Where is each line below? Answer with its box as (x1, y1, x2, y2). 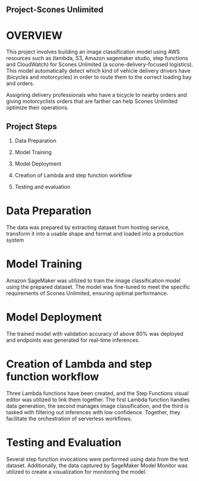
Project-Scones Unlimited (6, 5, 104, 15)
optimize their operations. (6, 104, 70, 111)
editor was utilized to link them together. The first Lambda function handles (6, 396, 190, 403)
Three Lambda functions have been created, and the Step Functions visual (6, 389, 189, 396)
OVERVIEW (6, 29, 63, 42)
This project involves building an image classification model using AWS (6, 48, 180, 55)
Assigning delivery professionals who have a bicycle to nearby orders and (6, 92, 187, 99)
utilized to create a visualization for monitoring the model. (6, 468, 147, 475)
